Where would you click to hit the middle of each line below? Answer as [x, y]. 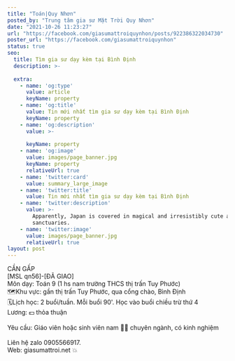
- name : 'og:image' [48, 151]
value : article [48, 92]
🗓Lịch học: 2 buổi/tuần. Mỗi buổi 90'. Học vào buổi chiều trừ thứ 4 [103, 302]
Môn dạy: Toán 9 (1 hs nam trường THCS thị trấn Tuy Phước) [94, 284]
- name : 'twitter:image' [56, 229]
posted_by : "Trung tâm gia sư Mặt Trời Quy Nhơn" [81, 20]
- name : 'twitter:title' [56, 190]
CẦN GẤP [21, 269]
